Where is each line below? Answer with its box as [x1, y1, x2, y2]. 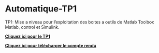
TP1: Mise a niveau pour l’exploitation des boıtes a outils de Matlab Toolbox [5, 19, 154, 25]
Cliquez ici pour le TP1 [5, 33, 51, 39]
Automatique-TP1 [5, 3, 77, 14]
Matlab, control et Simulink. [5, 24, 59, 30]
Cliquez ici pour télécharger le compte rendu [5, 42, 97, 48]
